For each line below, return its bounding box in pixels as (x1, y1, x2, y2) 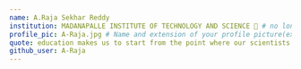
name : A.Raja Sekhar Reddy (9, 13, 110, 22)
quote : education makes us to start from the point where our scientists (9, 38, 291, 47)
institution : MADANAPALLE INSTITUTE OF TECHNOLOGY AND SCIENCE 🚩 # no (9, 22, 279, 30)
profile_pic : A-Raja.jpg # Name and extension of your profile (9, 30, 251, 39)
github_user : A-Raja (9, 47, 87, 56)
